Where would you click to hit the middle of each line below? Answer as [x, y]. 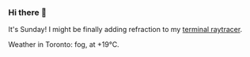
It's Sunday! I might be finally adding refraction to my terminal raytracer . [125, 30]
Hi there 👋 [28, 12]
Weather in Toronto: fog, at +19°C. [64, 45]
